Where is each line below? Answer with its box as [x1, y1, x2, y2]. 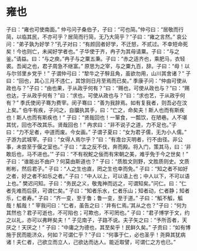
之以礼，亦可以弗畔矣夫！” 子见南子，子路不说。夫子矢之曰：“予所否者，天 [6, 216, 188, 223]
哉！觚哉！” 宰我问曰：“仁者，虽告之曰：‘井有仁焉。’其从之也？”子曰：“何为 [6, 202, 187, 209]
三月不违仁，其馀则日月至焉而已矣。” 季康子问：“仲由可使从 [44, 77, 187, 84]
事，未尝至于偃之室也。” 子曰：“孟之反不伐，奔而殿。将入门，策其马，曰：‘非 [6, 143, 191, 150]
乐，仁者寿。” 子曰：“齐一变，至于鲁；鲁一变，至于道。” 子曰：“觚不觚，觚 [6, 194, 183, 201]
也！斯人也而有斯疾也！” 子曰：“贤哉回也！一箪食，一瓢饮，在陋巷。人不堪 [6, 114, 188, 121]
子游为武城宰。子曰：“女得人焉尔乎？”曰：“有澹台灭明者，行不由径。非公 [6, 135, 183, 143]
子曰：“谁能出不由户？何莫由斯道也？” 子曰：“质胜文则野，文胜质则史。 [6, 158, 179, 165]
